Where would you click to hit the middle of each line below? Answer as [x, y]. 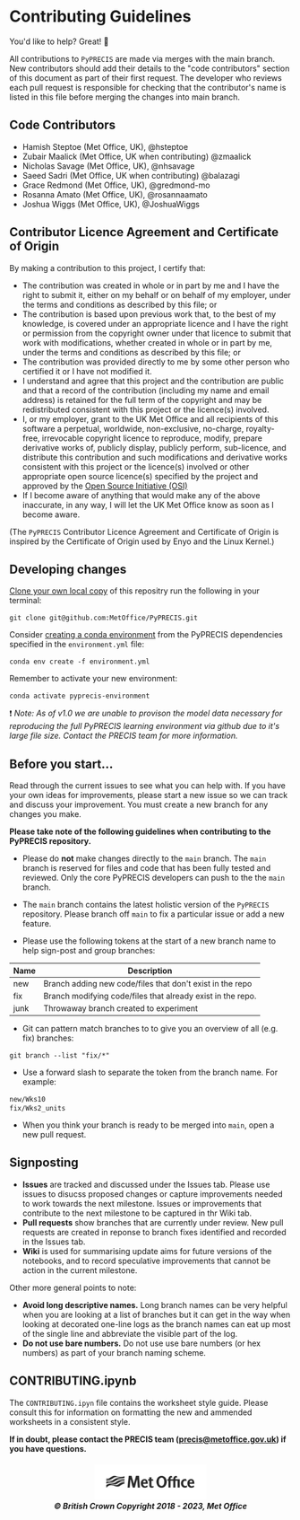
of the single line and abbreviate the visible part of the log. [130, 1333]
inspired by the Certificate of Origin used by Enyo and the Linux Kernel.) [142, 541]
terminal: [26, 601]
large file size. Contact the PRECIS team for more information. [124, 736]
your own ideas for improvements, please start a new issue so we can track [149, 795]
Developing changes [68, 569]
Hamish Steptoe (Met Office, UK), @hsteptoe [105, 146]
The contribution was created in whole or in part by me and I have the [151, 286]
